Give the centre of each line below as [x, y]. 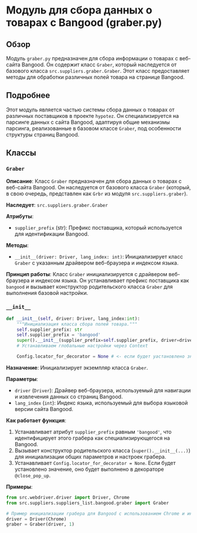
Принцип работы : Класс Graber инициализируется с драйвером [87, 274]
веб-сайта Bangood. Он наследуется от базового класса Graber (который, [98, 187]
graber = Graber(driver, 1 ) [40, 524]
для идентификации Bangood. [52, 234]
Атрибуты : [20, 216]
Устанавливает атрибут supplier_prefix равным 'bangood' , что [93, 432]
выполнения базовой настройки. [47, 293]
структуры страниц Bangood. [43, 134]
